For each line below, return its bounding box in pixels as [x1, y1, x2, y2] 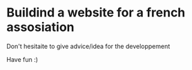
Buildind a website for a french [6, 5, 186, 21]
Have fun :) [6, 55, 39, 63]
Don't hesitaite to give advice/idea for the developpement [6, 42, 171, 50]
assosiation [6, 19, 75, 35]
